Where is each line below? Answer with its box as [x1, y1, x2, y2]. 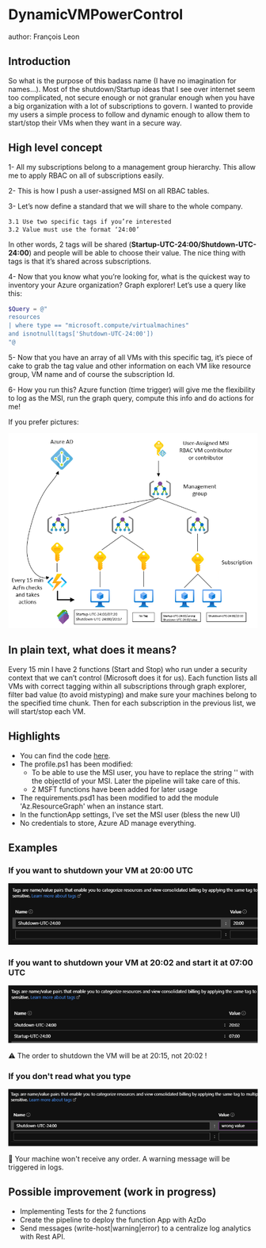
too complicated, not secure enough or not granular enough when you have [8, 93, 255, 102]
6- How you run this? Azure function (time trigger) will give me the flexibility [8, 385, 256, 394]
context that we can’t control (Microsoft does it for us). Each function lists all [8, 673, 257, 682]
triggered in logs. [8, 1162, 64, 1172]
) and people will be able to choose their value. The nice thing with [28, 248, 246, 257]
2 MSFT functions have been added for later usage [31, 784, 198, 794]
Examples [8, 841, 58, 854]
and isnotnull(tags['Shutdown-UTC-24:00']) [8, 330, 154, 338]
